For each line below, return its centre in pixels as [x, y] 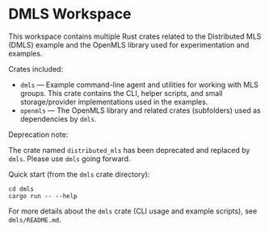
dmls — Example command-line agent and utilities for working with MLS [139, 85]
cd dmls [21, 189]
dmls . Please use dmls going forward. [69, 159]
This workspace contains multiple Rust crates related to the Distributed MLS [135, 36]
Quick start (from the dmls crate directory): [79, 174]
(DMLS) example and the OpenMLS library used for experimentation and [129, 44]
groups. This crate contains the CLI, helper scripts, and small [121, 93]
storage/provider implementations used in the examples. [114, 101]
